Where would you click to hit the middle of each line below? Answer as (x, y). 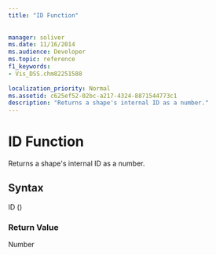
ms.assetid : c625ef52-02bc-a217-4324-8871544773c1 (93, 96)
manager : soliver (37, 37)
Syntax (26, 188)
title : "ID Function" (44, 15)
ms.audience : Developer (47, 52)
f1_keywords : (29, 67)
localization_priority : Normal (59, 88)
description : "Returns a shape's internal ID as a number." (109, 103)
